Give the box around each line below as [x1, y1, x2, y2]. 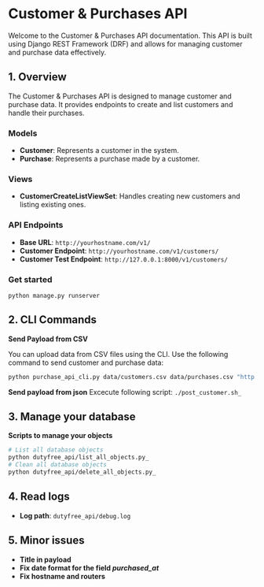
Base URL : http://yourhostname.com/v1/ [19, 237, 151, 247]
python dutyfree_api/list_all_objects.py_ [8, 454, 149, 462]
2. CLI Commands [8, 313, 97, 327]
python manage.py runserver [8, 292, 101, 299]
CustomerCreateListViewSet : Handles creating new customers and [19, 191, 241, 201]
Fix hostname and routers [19, 571, 106, 581]
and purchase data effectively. [8, 47, 107, 57]
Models [8, 128, 38, 139]
